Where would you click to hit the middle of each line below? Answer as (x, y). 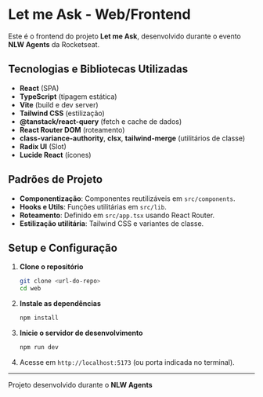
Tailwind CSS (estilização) (62, 113)
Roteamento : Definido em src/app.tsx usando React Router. (117, 215)
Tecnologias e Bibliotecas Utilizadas (98, 69)
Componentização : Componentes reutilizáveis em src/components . (128, 198)
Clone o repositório (51, 267)
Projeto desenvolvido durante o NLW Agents (80, 384)
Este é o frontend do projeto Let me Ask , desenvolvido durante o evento (124, 36)
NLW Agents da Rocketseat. (54, 44)
